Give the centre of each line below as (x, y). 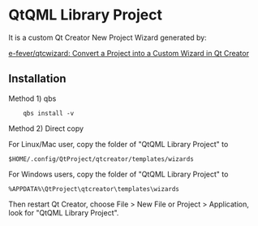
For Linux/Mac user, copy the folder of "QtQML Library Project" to (118, 144)
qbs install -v (49, 113)
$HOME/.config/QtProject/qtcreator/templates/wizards (101, 159)
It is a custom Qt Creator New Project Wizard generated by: (107, 37)
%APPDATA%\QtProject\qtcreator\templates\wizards (94, 189)
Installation (37, 79)
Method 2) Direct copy (46, 128)
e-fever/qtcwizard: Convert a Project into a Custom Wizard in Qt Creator (129, 53)
